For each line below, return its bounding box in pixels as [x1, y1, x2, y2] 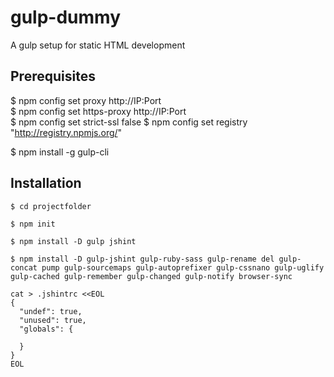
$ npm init [10, 219, 56, 229]
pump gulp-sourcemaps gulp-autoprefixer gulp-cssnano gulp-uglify [41, 262, 325, 273]
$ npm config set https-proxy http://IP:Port [10, 105, 187, 117]
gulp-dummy [10, 6, 122, 29]
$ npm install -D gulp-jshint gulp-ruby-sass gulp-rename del [10, 254, 275, 264]
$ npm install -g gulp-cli [10, 146, 110, 158]
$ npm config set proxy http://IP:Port [10, 94, 162, 106]
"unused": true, [19, 315, 87, 325]
